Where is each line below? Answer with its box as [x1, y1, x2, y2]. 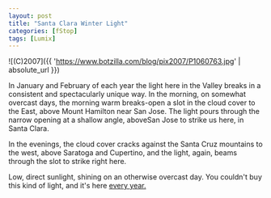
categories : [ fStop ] [8, 27, 78, 35]
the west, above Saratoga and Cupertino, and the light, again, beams [8, 148, 237, 158]
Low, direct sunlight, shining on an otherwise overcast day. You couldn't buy [8, 172, 263, 182]
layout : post [8, 11, 53, 20]
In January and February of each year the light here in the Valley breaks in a [8, 81, 261, 91]
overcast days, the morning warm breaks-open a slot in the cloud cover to [8, 98, 256, 107]
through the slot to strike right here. [8, 157, 127, 166]
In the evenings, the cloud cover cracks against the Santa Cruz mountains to [8, 139, 263, 150]
